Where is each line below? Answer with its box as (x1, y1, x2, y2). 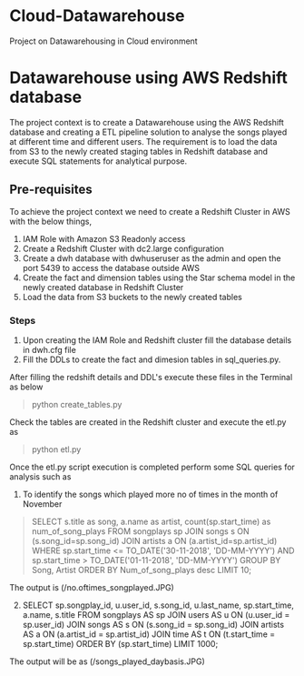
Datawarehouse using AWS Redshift (9, 67, 289, 88)
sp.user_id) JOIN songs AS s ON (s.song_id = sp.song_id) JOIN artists (22, 619, 284, 630)
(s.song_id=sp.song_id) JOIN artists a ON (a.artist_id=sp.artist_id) (31, 535, 278, 546)
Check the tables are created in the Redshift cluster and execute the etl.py (9, 416, 287, 428)
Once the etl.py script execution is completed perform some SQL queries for (9, 461, 295, 472)
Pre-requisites (9, 182, 93, 197)
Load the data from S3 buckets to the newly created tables (22, 291, 242, 302)
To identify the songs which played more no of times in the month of (22, 489, 279, 499)
